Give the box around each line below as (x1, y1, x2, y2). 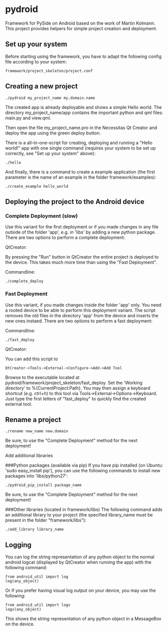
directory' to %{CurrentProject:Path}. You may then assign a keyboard (5, 385, 150, 391)
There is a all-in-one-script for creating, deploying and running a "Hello (5, 140, 153, 146)
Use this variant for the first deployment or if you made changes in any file (5, 224, 159, 230)
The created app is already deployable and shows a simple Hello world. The (5, 104, 162, 110)
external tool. (5, 401, 33, 407)
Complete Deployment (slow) (5, 212, 78, 219)
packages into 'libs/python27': (5, 473, 68, 479)
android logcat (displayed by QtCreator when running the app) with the (5, 559, 151, 565)
